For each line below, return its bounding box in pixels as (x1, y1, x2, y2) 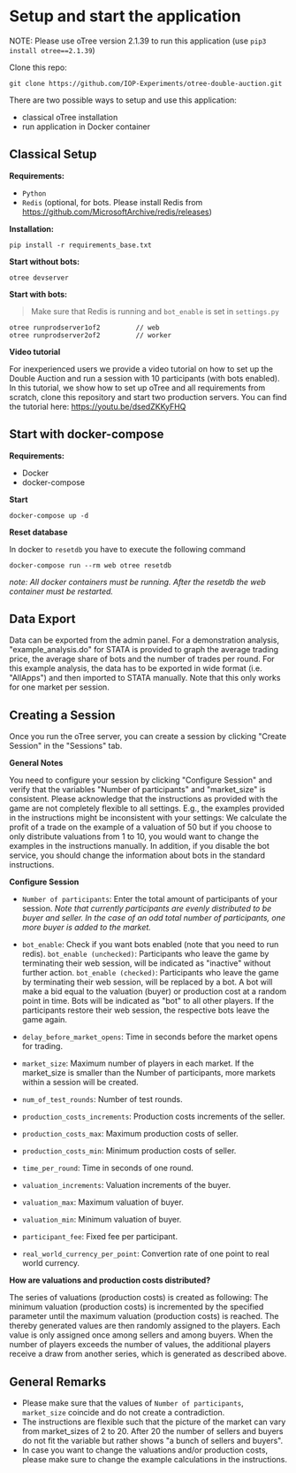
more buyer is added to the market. (21, 922, 152, 933)
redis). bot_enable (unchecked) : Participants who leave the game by (21, 949, 269, 960)
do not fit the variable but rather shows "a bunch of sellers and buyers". (21, 1436, 284, 1446)
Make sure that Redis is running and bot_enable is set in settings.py (30, 305, 280, 316)
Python (21, 189, 47, 198)
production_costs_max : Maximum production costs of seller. (21, 1129, 239, 1139)
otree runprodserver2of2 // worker (9, 330, 172, 340)
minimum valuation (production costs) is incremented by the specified (9, 1301, 264, 1312)
